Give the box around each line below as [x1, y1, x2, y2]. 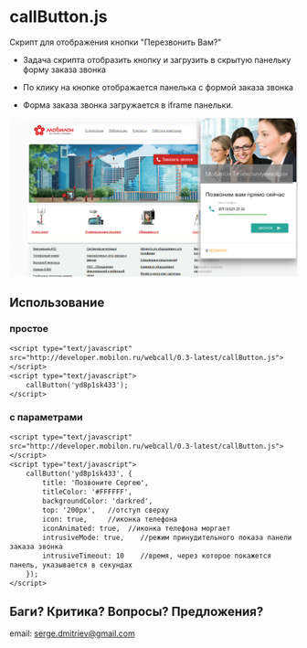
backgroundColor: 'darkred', [42, 496, 153, 506]
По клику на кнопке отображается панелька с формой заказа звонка [22, 81, 294, 92]
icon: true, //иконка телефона [42, 515, 178, 525]
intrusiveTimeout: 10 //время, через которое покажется [42, 551, 272, 561]
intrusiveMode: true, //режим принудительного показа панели [42, 533, 292, 543]
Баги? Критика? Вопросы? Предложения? [9, 603, 264, 619]
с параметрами [9, 410, 83, 423]
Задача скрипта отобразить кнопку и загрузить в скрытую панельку [22, 54, 291, 65]
